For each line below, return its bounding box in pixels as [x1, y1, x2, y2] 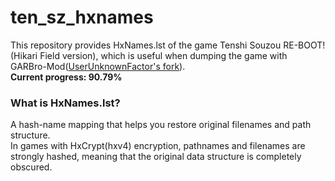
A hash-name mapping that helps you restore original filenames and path [10, 119, 312, 131]
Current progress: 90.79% [10, 71, 123, 83]
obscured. [10, 161, 53, 173]
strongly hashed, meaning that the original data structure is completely [10, 151, 302, 163]
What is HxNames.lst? [10, 96, 121, 110]
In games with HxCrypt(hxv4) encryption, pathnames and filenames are [10, 140, 306, 152]
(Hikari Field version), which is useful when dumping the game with [10, 49, 288, 61]
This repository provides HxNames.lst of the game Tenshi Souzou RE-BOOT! [10, 39, 326, 51]
